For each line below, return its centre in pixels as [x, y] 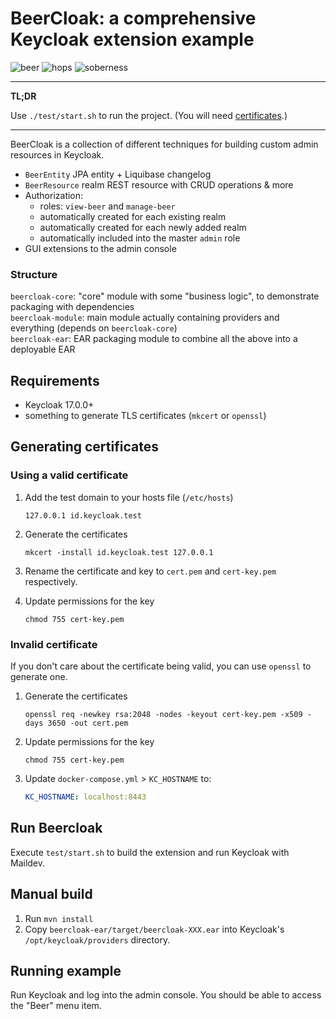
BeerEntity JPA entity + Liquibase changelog [118, 174]
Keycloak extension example [132, 39]
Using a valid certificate [69, 475]
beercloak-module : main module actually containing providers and [145, 318]
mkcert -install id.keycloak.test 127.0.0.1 [119, 552]
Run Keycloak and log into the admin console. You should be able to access [166, 995]
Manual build [51, 894]
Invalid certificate [54, 644]
